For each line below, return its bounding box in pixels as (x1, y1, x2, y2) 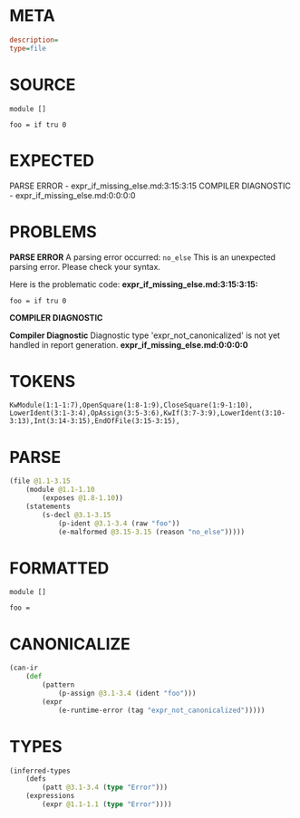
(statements (25, 502, 71, 511)
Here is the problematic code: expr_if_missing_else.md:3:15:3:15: (9, 278, 258, 290)
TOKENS (9, 371, 76, 391)
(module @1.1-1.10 (25, 486, 95, 495)
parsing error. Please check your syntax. (9, 261, 161, 272)
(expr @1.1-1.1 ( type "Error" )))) (42, 800, 172, 809)
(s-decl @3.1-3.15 (42, 510, 111, 519)
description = (9, 35, 59, 44)
